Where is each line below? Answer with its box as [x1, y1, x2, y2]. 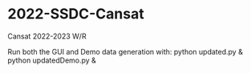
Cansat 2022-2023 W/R [7, 31, 87, 41]
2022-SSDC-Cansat [7, 5, 145, 23]
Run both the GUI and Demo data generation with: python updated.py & [7, 47, 244, 56]
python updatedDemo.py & [7, 55, 97, 65]
